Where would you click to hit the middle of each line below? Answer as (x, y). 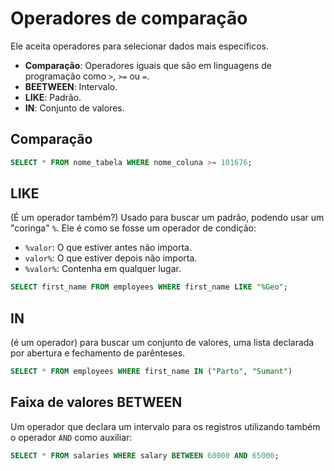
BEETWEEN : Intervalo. (71, 86)
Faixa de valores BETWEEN (96, 402)
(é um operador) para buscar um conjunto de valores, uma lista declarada (162, 343)
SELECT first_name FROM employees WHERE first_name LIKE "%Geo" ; (149, 287)
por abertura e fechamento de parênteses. (98, 353)
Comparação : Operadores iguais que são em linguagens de (148, 65)
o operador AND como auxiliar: (71, 437)
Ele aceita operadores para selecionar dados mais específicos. (140, 46)
